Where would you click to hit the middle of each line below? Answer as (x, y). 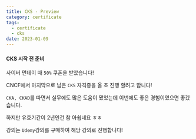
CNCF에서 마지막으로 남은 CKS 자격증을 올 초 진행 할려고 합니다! (79, 85)
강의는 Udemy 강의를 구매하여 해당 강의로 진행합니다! (65, 130)
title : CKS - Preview (33, 11)
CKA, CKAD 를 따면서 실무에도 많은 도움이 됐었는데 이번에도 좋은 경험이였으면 (93, 98)
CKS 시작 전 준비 (25, 58)
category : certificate (34, 17)
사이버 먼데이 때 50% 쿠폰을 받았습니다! (50, 73)
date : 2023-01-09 (27, 39)
